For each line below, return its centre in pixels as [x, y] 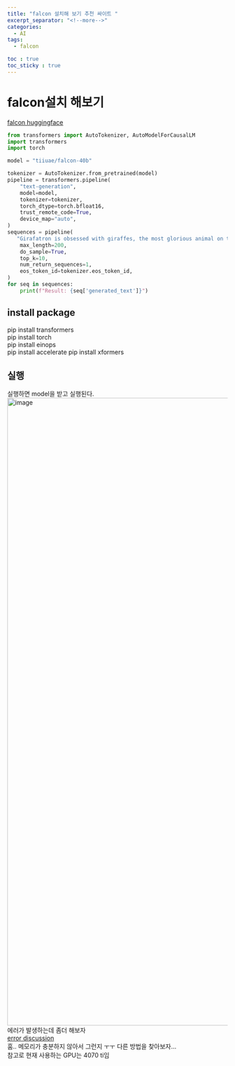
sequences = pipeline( [40, 232]
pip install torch [29, 337]
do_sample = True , [44, 252]
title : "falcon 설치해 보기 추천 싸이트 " [63, 14]
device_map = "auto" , [48, 219]
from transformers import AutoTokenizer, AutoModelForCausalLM [101, 135]
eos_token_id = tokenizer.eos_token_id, [76, 271]
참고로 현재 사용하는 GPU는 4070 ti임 [58, 1055]
